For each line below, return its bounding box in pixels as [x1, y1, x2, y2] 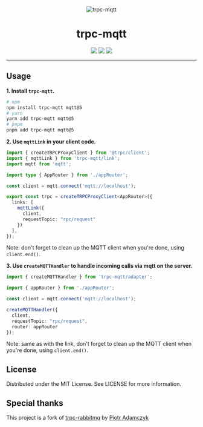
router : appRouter [11, 323, 59, 329]
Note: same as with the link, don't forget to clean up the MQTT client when [6, 340, 192, 348]
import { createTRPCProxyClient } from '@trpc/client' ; [6, 150, 150, 156]
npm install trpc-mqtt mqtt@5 [6, 104, 83, 111]
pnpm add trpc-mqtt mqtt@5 [6, 127, 74, 133]
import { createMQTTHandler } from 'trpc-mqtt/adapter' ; [6, 274, 153, 280]
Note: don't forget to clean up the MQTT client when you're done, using [6, 244, 184, 251]
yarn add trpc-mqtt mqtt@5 [6, 116, 74, 122]
